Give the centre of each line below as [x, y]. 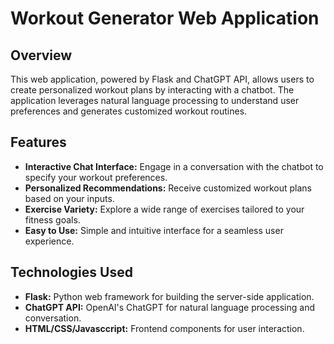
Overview [41, 55]
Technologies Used [71, 272]
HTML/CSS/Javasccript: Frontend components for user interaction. [164, 328]
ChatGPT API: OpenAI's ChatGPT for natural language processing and [169, 307]
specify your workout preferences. [96, 177]
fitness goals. [52, 219]
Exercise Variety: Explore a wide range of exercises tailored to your [164, 209]
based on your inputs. [69, 198]
